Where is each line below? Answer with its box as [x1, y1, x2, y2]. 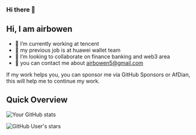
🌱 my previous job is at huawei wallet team [14, 46, 121, 54]
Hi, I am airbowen [6, 24, 73, 34]
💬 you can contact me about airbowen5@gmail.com [14, 59, 144, 66]
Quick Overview [6, 95, 68, 105]
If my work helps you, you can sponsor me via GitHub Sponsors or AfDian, [6, 71, 191, 78]
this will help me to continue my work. [6, 77, 100, 84]
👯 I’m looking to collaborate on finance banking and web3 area [14, 52, 170, 60]
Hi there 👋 [6, 5, 36, 14]
